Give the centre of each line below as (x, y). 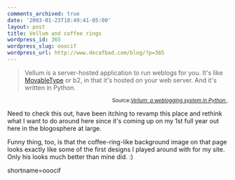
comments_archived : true (43, 14)
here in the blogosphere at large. (54, 128)
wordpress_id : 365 (34, 40)
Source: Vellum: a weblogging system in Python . (170, 100)
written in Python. (50, 88)
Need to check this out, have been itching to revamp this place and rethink (115, 113)
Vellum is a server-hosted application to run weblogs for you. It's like (123, 72)
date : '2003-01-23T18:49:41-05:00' (59, 20)
